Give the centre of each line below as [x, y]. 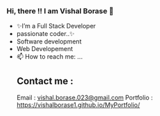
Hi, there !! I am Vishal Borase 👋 [60, 11]
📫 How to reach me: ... [50, 57]
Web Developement [45, 49]
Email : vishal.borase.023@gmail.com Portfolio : [85, 98]
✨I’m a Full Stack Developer [56, 26]
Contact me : [45, 81]
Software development [49, 41]
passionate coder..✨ [45, 34]
